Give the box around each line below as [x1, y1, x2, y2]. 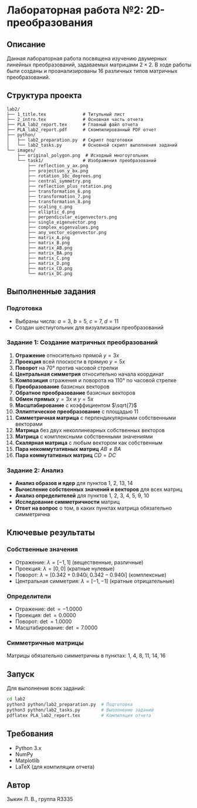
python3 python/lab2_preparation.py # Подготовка [6, 702, 133, 708]
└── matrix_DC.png [28, 271, 73, 277]
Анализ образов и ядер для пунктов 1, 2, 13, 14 [15, 480, 133, 487]
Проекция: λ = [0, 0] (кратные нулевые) [15, 565, 115, 572]
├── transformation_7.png [28, 193, 91, 200]
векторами [15, 420, 43, 427]
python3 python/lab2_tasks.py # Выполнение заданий [6, 707, 154, 713]
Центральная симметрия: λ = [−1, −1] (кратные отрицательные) [15, 577, 175, 584]
